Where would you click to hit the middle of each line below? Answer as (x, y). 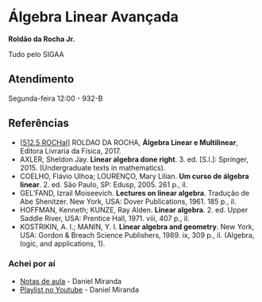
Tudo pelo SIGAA (37, 54)
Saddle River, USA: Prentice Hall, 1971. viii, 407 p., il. (104, 218)
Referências (39, 123)
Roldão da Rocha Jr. (42, 39)
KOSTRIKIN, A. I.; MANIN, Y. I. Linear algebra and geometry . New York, (137, 227)
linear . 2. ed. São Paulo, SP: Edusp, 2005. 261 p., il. (104, 184)
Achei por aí (32, 264)
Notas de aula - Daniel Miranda (70, 281)
